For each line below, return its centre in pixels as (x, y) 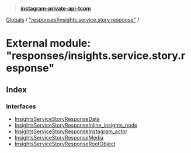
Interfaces (21, 106)
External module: (48, 44)
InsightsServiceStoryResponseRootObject (65, 144)
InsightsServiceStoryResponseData (57, 119)
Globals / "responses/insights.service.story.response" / (73, 20)
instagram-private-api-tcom (55, 8)
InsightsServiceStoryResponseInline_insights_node (76, 125)
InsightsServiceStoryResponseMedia (59, 137)
